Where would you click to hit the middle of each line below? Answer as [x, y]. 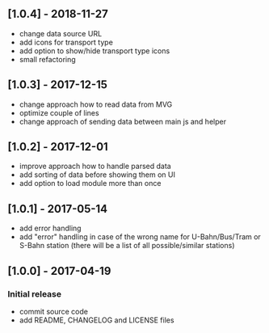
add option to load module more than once [90, 183]
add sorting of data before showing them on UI [97, 175]
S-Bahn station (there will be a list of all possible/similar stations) [127, 246]
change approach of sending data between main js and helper [123, 121]
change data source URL [61, 33]
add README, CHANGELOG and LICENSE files [97, 320]
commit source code [53, 311]
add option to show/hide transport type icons [95, 51]
